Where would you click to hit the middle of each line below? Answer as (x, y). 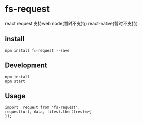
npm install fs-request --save (37, 50)
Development (26, 66)
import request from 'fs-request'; (43, 108)
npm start (15, 81)
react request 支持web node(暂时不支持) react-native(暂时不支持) (71, 23)
